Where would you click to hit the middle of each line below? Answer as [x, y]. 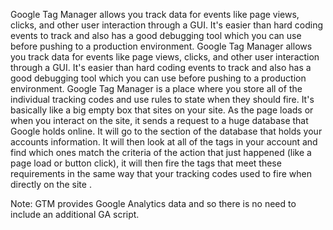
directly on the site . [51, 184]
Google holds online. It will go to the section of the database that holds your [166, 131]
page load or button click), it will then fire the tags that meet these [146, 163]
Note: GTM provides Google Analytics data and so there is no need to [153, 203]
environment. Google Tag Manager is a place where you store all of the [156, 88]
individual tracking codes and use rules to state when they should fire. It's [162, 99]
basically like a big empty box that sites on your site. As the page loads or [162, 110]
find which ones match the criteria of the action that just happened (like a [161, 152]
